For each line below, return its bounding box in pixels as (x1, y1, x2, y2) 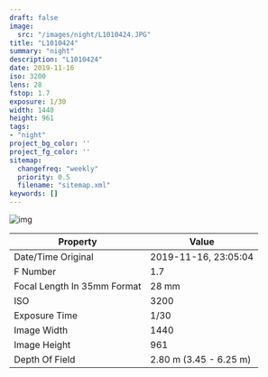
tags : (9, 123, 30, 132)
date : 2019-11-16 (9, 64, 75, 73)
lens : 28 (9, 80, 42, 89)
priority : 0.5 (17, 172, 70, 181)
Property (58, 235, 97, 248)
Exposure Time (14, 309, 79, 321)
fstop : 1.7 (9, 88, 51, 97)
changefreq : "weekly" (17, 164, 99, 173)
